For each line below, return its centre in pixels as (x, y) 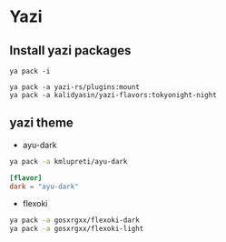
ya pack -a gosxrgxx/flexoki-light (77, 229)
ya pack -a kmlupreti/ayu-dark (69, 161)
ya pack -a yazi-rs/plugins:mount (75, 87)
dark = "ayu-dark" (44, 187)
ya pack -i (30, 71)
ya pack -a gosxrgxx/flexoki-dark (75, 220)
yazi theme (42, 123)
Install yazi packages (70, 50)
